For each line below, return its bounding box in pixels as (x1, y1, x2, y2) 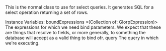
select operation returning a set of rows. (5, 9, 89, 15)
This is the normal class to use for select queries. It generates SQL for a (5, 4, 154, 10)
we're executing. (5, 40, 40, 46)
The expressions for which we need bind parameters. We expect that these (5, 24, 161, 30)
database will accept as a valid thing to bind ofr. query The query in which (5, 35, 159, 41)
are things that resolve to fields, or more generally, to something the (5, 30, 146, 35)
